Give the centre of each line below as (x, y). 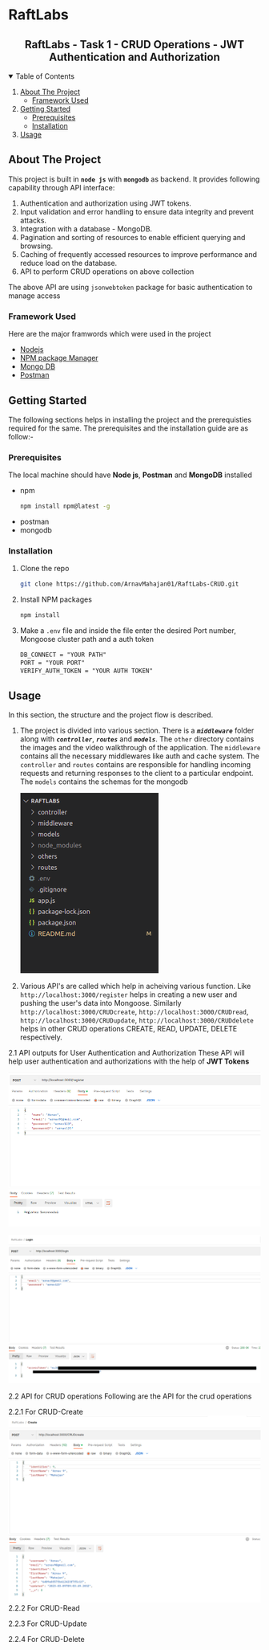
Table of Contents (45, 76)
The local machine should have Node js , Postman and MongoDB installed (130, 475)
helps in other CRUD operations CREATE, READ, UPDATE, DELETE (128, 1028)
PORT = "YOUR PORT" (52, 663)
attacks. (33, 220)
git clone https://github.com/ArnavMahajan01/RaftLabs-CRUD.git (129, 584)
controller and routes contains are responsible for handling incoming (135, 764)
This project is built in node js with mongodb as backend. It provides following (134, 179)
